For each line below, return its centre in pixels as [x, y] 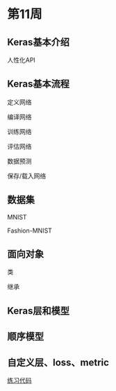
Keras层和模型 [39, 311]
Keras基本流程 [39, 84]
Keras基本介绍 [39, 42]
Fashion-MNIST [30, 231]
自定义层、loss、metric [58, 362]
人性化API [22, 60]
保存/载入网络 [27, 176]
